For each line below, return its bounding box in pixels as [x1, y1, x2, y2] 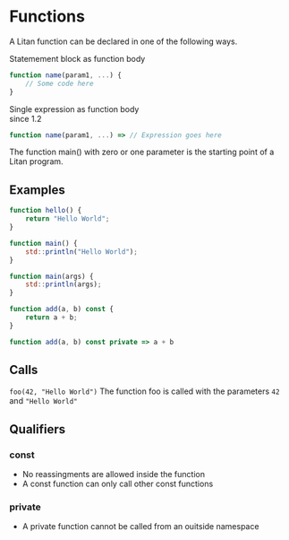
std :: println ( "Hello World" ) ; [25, 247, 139, 257]
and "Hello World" [9, 396, 78, 406]
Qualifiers [9, 422, 66, 437]
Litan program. [9, 156, 64, 167]
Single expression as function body [9, 103, 140, 114]
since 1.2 [9, 113, 42, 124]
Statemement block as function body [9, 53, 146, 64]
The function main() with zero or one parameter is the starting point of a [9, 146, 275, 158]
